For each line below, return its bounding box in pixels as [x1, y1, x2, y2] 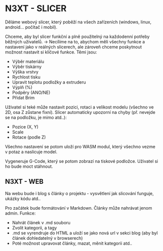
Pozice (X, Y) [12, 124, 39, 129]
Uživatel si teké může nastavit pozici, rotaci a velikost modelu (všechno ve [5, 104, 154, 110]
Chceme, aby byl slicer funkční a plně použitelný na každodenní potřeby [5, 34, 150, 39]
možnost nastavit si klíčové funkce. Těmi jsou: [5, 49, 97, 55]
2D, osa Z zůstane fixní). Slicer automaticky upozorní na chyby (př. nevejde [5, 109, 156, 115]
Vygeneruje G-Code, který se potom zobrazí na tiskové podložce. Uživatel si [5, 158, 158, 164]
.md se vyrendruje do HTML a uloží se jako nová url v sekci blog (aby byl [12, 230, 158, 236]
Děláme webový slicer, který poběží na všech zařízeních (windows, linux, [5, 19, 152, 25]
